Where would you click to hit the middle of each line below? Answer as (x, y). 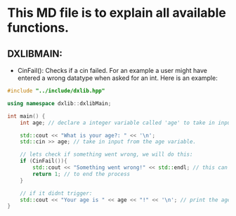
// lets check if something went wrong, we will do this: (106, 155)
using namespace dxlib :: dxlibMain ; (59, 103)
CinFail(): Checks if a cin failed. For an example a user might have (112, 70)
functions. (38, 28)
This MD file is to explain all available (117, 13)
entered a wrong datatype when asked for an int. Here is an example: (117, 78)
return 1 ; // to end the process (81, 174)
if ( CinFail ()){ (44, 161)
